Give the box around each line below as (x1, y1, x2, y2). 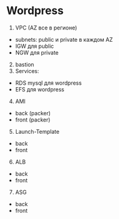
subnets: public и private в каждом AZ (15, 36, 113, 43)
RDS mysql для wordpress (15, 79, 82, 86)
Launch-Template (15, 128, 60, 135)
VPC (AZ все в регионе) (15, 24, 78, 31)
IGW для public (15, 42, 54, 50)
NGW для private (15, 48, 59, 56)
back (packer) (15, 109, 51, 117)
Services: (15, 67, 40, 74)
